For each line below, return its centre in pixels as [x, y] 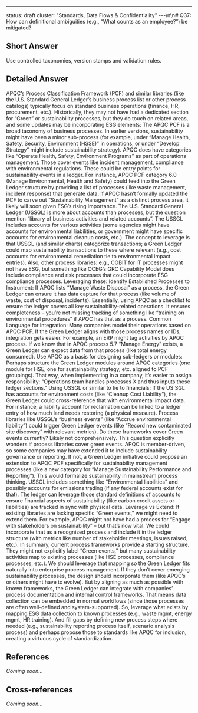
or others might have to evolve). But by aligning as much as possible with [95, 582]
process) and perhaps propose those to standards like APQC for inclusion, [96, 632]
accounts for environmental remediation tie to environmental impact [88, 256]
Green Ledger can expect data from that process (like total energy [86, 350]
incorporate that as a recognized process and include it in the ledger [89, 532]
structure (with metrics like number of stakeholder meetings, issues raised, [97, 538]
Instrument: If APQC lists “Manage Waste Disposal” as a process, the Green [98, 287]
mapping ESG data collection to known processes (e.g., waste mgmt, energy [99, 613]
